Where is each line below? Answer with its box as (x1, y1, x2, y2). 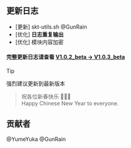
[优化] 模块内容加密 (15, 38, 64, 46)
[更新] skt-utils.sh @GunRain (15, 23, 87, 30)
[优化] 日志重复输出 (15, 30, 64, 38)
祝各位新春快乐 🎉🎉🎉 (21, 93, 71, 100)
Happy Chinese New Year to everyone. (21, 100, 119, 107)
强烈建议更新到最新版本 (6, 80, 65, 87)
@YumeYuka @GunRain (6, 135, 66, 143)
